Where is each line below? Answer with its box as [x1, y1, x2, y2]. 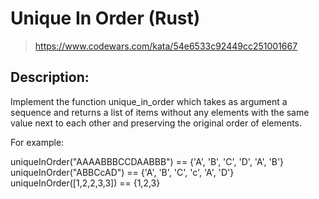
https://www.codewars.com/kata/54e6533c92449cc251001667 [34, 40, 298, 52]
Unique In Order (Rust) [10, 7, 201, 30]
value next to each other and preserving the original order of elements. [10, 117, 303, 129]
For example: [10, 136, 65, 148]
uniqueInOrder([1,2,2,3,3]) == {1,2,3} [10, 177, 161, 189]
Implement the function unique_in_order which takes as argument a [10, 95, 288, 107]
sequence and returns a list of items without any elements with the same [10, 106, 310, 118]
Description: [10, 69, 90, 86]
